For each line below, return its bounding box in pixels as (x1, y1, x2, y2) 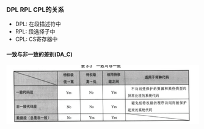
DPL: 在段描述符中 (15, 20, 61, 28)
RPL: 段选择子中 (15, 28, 56, 35)
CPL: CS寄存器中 (15, 35, 58, 43)
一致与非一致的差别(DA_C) (6, 51, 73, 58)
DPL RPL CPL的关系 (6, 5, 65, 13)
